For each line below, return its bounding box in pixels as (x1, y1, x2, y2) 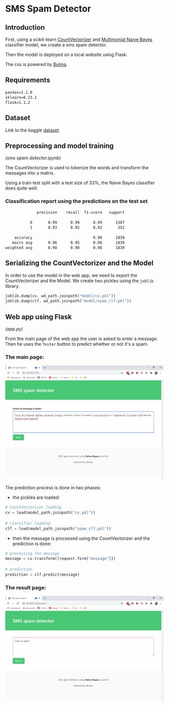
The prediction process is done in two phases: (5, 485, 102, 491)
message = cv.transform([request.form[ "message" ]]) (5, 556, 116, 561)
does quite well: (5, 185, 38, 191)
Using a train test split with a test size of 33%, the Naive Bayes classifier (5, 180, 155, 186)
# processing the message (5, 551, 59, 556)
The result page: (5, 584, 47, 591)
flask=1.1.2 (5, 100, 30, 105)
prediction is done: (12, 540, 52, 547)
